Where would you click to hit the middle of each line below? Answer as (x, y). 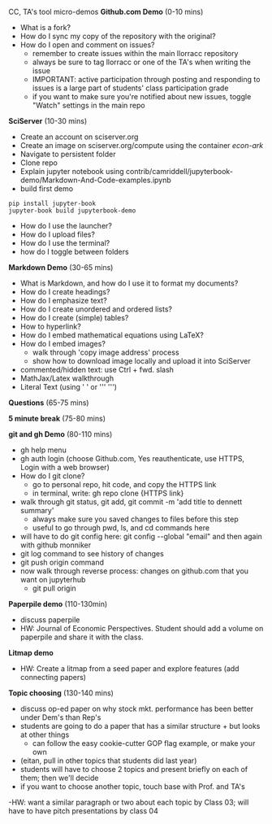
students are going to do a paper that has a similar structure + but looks (140, 726)
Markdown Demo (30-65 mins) (61, 267)
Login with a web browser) (65, 467)
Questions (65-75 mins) (49, 403)
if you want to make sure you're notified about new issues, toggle (142, 96)
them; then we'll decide (59, 778)
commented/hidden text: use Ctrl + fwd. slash (97, 370)
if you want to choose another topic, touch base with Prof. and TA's (132, 787)
